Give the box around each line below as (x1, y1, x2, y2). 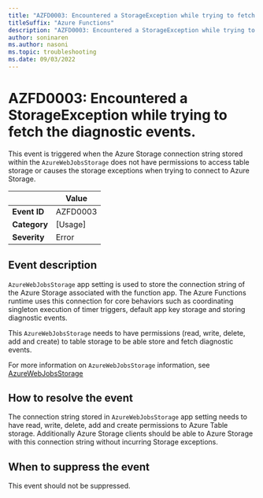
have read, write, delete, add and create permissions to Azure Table (8, 421, 228, 430)
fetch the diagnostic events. (8, 123, 196, 141)
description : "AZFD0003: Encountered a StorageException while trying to (8, 26, 256, 34)
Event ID (12, 206, 45, 217)
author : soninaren (8, 33, 69, 42)
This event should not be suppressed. (8, 481, 131, 491)
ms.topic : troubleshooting (8, 48, 97, 56)
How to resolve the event (8, 392, 134, 405)
